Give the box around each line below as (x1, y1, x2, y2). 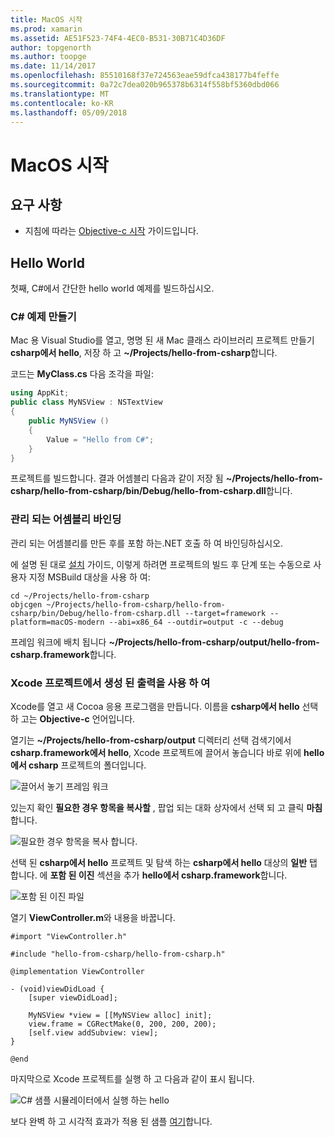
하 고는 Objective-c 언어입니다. (10, 713, 136, 725)
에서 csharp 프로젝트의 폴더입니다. (10, 759, 147, 771)
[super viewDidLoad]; (28, 993, 118, 1003)
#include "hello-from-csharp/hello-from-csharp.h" (10, 949, 226, 960)
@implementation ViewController (10, 967, 145, 977)
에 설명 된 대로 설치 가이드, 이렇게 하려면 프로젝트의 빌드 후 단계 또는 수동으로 (10, 558, 312, 570)
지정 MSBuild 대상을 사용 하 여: (28, 571, 151, 583)
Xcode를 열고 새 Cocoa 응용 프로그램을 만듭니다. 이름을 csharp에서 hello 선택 (10, 701, 319, 713)
